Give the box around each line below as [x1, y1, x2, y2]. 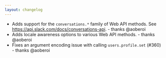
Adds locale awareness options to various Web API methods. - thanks [11, 31, 155, 37]
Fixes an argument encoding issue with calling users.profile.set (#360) [11, 42, 161, 48]
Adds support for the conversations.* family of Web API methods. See [11, 21, 157, 27]
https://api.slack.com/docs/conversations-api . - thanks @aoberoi [11, 26, 146, 32]
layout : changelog [4, 7, 43, 12]
